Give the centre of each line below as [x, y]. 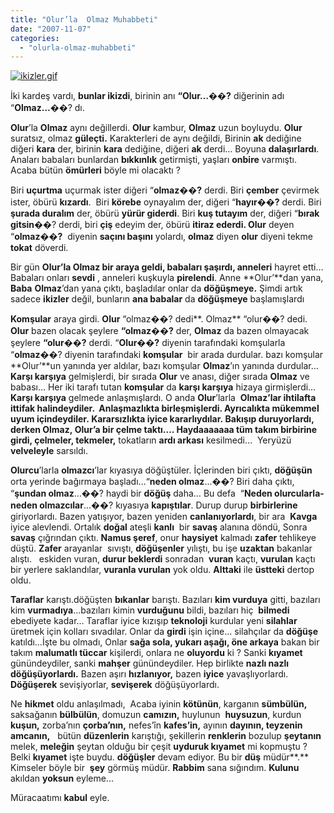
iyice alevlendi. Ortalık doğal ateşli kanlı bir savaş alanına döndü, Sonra [159, 527]
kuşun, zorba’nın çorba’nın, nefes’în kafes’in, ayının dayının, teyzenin [156, 725]
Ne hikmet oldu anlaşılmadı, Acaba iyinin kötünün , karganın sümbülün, [159, 704]
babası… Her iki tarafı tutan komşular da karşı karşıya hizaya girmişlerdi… [163, 387]
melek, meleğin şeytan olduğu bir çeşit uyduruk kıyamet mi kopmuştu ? [159, 747]
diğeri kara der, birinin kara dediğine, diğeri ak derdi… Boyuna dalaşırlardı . [165, 149]
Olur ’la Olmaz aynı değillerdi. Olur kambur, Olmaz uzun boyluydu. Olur [156, 128]
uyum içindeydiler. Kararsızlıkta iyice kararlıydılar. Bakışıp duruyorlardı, [162, 419]
